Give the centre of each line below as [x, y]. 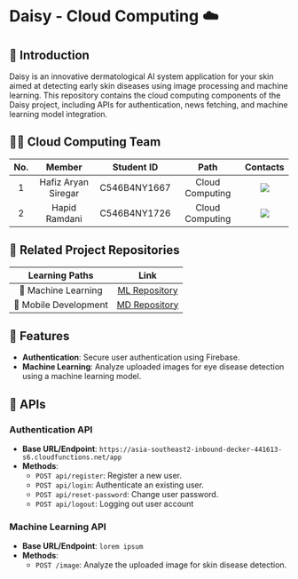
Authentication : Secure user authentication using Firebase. [131, 357]
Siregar [64, 193]
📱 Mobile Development [61, 305]
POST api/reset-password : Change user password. [127, 495]
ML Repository [148, 290]
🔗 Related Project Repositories [94, 250]
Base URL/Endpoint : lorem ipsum [82, 546]
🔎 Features [39, 336]
